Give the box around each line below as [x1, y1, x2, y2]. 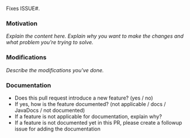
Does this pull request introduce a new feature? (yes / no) [14, 94, 153, 101]
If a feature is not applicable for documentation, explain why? [14, 113, 163, 120]
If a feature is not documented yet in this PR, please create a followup [14, 119, 182, 126]
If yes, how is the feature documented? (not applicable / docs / [14, 100, 166, 107]
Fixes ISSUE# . [6, 5, 40, 12]
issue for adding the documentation [14, 125, 101, 132]
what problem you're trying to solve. [6, 39, 94, 46]
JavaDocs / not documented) [14, 107, 85, 114]
